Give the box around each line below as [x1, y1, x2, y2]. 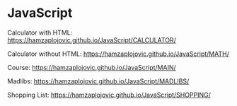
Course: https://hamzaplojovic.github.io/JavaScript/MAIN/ [7, 63, 176, 71]
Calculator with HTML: [7, 28, 73, 37]
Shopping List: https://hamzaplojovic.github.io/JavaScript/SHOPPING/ [7, 90, 211, 99]
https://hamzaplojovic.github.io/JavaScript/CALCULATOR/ [7, 35, 177, 44]
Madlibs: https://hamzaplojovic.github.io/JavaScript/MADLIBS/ [7, 76, 190, 86]
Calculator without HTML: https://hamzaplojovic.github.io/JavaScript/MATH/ [7, 49, 230, 58]
